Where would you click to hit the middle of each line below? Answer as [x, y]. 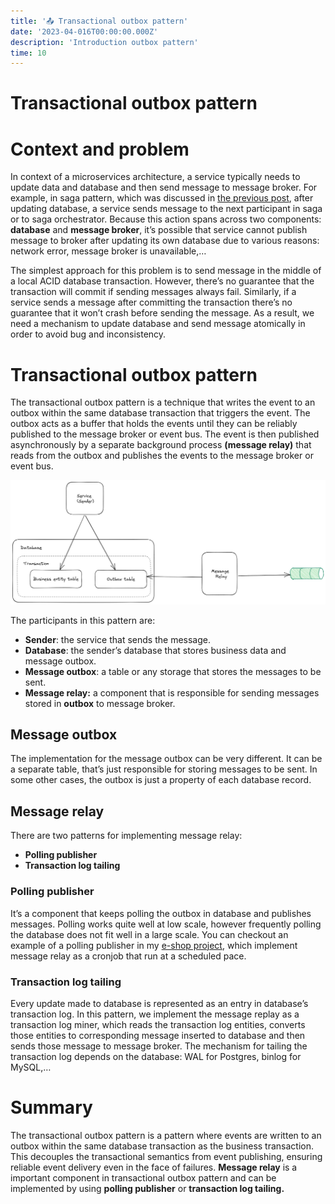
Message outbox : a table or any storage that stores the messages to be [173, 671]
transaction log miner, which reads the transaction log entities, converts [158, 1024]
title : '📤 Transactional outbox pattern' [99, 21]
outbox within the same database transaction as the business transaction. [162, 1146]
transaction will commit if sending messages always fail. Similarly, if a [153, 292]
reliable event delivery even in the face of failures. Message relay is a [154, 1167]
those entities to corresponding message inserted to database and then [158, 1035]
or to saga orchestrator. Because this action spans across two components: [166, 219]
